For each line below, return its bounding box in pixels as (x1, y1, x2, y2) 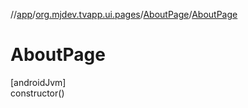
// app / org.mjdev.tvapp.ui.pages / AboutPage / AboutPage (10, 9, 238, 20)
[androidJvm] (10, 76, 67, 88)
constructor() (10, 87, 65, 99)
